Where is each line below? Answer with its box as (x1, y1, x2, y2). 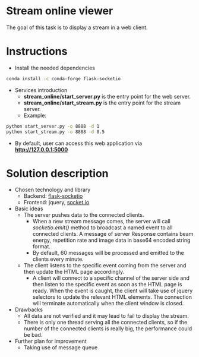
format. (32, 243, 50, 250)
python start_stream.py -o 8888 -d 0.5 (6, 129, 105, 135)
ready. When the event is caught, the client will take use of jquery (32, 287, 193, 295)
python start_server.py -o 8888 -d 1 (6, 123, 100, 129)
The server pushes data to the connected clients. (23, 211, 144, 219)
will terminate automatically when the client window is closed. (32, 300, 184, 307)
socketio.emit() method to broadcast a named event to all (32, 224, 173, 231)
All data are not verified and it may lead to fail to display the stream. (23, 312, 189, 320)
